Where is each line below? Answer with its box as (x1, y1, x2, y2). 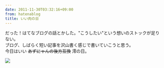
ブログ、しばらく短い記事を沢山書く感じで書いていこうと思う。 (5, 42, 134, 48)
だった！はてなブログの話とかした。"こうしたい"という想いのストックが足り (5, 30, 160, 36)
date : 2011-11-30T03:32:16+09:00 (5, 7, 74, 12)
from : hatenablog (5, 12, 41, 17)
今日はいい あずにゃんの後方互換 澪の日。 (5, 48, 89, 54)
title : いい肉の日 (5, 16, 39, 21)
